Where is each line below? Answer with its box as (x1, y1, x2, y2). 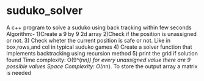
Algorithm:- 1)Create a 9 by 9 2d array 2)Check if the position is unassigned (6, 30, 197, 37)
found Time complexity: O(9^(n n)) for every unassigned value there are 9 (6, 56, 191, 63)
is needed (6, 69, 32, 76)
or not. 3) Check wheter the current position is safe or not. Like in (6, 37, 171, 44)
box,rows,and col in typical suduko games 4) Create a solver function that (6, 43, 192, 51)
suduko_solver (6, 4, 83, 18)
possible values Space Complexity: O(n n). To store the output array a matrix (6, 62, 198, 70)
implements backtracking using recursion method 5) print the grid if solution (6, 49, 199, 57)
